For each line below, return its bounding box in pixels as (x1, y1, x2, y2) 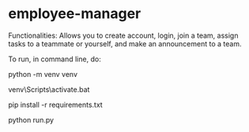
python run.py (8, 115, 54, 124)
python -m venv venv (8, 69, 77, 79)
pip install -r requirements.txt (8, 100, 103, 109)
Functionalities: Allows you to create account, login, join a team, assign (8, 31, 239, 40)
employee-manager (8, 5, 141, 23)
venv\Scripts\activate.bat (8, 84, 90, 94)
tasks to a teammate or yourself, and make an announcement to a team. (8, 38, 242, 48)
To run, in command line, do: (8, 54, 101, 64)
